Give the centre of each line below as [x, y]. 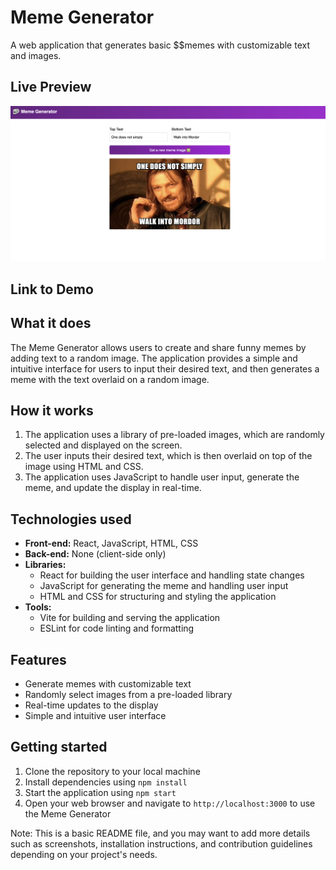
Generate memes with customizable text [108, 683]
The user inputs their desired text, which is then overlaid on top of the [168, 456]
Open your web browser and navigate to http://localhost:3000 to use [170, 803]
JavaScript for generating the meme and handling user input [164, 586]
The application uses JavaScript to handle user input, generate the [162, 477]
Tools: [38, 607]
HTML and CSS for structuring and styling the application [158, 597]
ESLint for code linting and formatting [117, 628]
